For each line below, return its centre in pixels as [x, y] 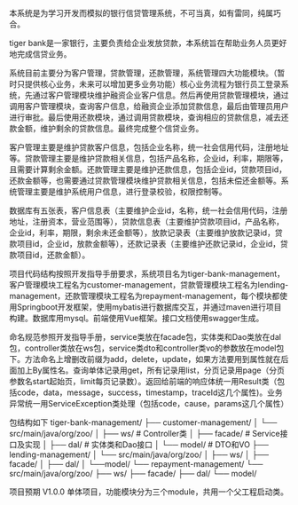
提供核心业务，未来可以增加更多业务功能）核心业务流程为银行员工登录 [153, 84]
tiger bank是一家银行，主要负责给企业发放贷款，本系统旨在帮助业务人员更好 [148, 43]
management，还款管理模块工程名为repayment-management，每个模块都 [145, 296]
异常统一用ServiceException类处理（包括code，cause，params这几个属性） [149, 403]
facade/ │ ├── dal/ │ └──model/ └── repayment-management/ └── [136, 464]
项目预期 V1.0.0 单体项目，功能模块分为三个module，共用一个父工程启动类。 [149, 492]
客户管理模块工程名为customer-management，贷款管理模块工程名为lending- [149, 285]
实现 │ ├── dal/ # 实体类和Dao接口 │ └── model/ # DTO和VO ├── [146, 445]
